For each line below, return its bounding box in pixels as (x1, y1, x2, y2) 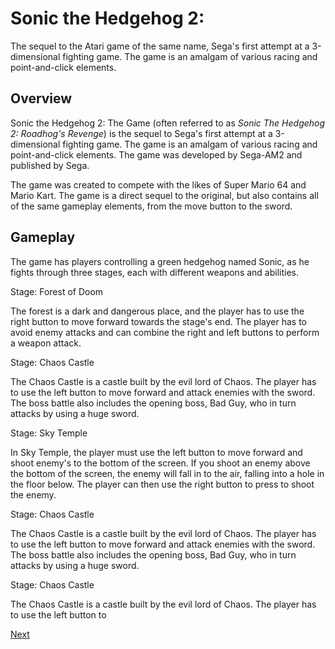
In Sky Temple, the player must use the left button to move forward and (10, 446, 303, 458)
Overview (10, 90, 73, 107)
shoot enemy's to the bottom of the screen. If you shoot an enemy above (10, 457, 311, 469)
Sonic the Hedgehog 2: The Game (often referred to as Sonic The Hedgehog (10, 117, 326, 129)
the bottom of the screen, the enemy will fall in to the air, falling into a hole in (10, 467, 325, 479)
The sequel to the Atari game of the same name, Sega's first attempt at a (10, 40, 310, 52)
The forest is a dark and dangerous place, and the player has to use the (10, 305, 305, 317)
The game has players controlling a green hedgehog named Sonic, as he (10, 255, 310, 267)
